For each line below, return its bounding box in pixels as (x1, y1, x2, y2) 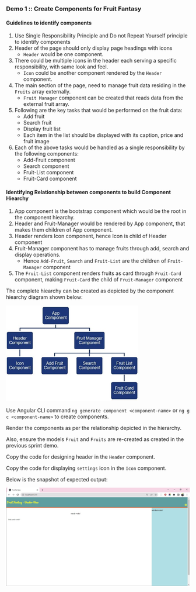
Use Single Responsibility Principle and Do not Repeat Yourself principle (14, 32, 188, 39)
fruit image (23, 138, 50, 145)
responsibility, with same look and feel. (14, 63, 108, 70)
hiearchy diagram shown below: (6, 294, 83, 301)
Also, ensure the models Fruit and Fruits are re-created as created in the (6, 436, 184, 443)
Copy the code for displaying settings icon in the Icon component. (6, 464, 167, 472)
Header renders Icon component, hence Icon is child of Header (14, 233, 167, 240)
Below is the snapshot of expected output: (6, 476, 108, 483)
